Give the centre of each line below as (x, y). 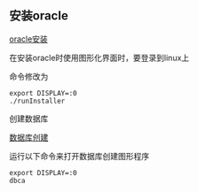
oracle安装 (29, 39)
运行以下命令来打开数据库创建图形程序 (79, 156)
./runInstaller (37, 101)
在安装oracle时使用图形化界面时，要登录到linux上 (99, 58)
